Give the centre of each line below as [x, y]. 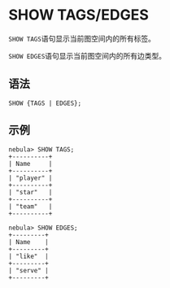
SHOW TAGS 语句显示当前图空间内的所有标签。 [82, 38]
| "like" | [28, 256]
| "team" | [31, 206]
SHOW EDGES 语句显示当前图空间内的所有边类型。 [87, 55]
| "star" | [31, 192]
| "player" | [31, 178]
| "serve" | [28, 270]
